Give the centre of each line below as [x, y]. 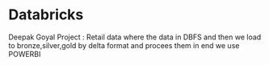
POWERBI [25, 54]
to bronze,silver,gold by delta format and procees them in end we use [124, 45]
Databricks [46, 15]
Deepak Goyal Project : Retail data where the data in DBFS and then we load [135, 37]
